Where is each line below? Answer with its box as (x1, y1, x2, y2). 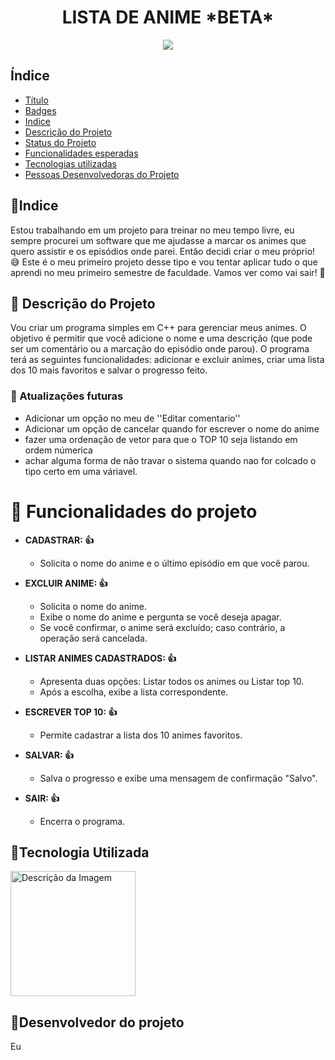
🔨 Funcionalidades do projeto (10, 500, 258, 523)
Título (24, 94, 49, 106)
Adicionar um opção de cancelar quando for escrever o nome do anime (24, 422, 320, 435)
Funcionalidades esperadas (24, 147, 139, 159)
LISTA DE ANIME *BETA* (61, 6, 275, 29)
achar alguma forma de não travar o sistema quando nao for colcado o (24, 454, 317, 466)
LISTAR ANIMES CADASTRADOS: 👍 (24, 652, 177, 664)
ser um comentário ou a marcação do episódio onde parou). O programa (10, 343, 310, 355)
